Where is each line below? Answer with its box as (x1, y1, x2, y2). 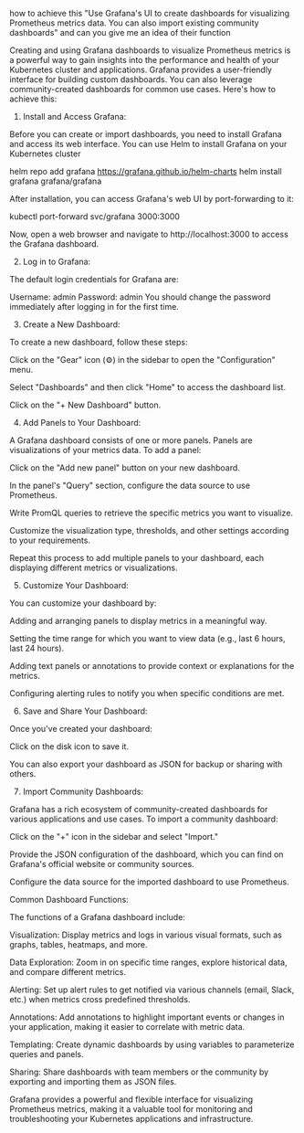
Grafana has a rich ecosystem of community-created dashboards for (9, 804, 268, 814)
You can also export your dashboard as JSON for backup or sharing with (9, 758, 283, 769)
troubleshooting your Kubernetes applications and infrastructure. (9, 1114, 254, 1124)
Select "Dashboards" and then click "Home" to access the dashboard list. (9, 382, 286, 392)
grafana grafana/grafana (9, 175, 102, 186)
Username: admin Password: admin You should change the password (9, 291, 271, 302)
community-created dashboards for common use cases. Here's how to (9, 84, 277, 94)
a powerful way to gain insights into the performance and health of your (9, 55, 280, 65)
